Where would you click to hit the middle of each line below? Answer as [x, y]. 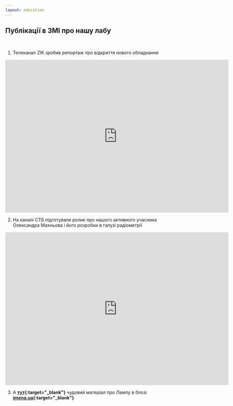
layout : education [25, 10]
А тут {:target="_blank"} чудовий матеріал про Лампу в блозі [80, 392]
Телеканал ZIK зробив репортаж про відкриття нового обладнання [86, 53]
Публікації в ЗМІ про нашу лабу [58, 31]
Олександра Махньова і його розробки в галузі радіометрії [77, 225]
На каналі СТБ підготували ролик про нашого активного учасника [85, 220]
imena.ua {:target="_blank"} [43, 398]
